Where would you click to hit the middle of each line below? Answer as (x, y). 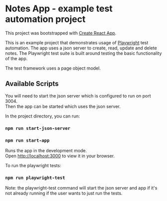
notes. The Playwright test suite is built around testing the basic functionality (83, 53)
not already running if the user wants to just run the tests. (64, 193)
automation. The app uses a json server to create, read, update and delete (81, 48)
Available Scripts (32, 84)
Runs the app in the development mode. (46, 150)
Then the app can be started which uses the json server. (63, 106)
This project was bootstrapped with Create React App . (61, 33)
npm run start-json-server (38, 128)
